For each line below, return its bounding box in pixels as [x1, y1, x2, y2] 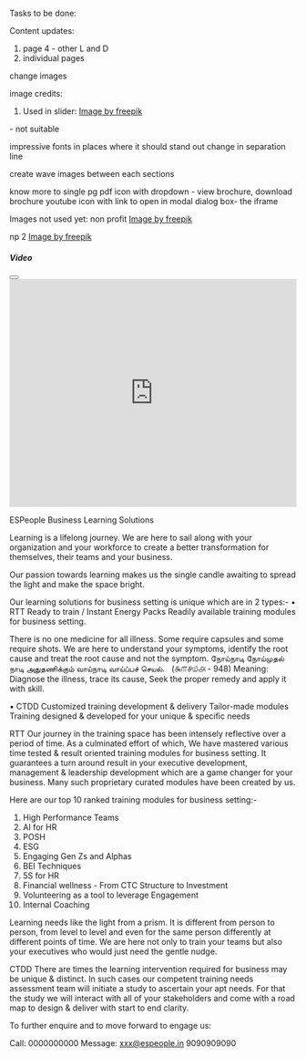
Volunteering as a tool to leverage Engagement [22, 889, 199, 900]
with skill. [9, 683, 45, 694]
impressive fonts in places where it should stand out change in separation [9, 141, 287, 151]
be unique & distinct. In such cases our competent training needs [9, 973, 254, 984]
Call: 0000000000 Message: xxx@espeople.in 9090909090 [9, 1037, 237, 1048]
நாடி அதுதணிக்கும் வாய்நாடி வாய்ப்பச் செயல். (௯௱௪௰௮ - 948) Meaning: [9, 663, 269, 674]
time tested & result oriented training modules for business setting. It [9, 747, 267, 758]
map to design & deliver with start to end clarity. [9, 1002, 189, 1013]
